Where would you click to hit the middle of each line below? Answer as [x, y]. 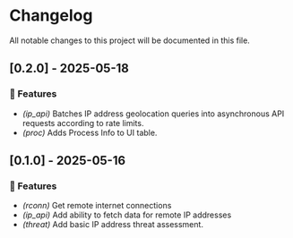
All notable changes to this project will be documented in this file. [130, 40]
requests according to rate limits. [83, 123]
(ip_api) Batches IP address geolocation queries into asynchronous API [153, 114]
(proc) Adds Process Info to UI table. [90, 132]
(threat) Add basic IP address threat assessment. [113, 225]
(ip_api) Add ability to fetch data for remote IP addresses [127, 215]
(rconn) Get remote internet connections [97, 206]
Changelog [51, 16]
